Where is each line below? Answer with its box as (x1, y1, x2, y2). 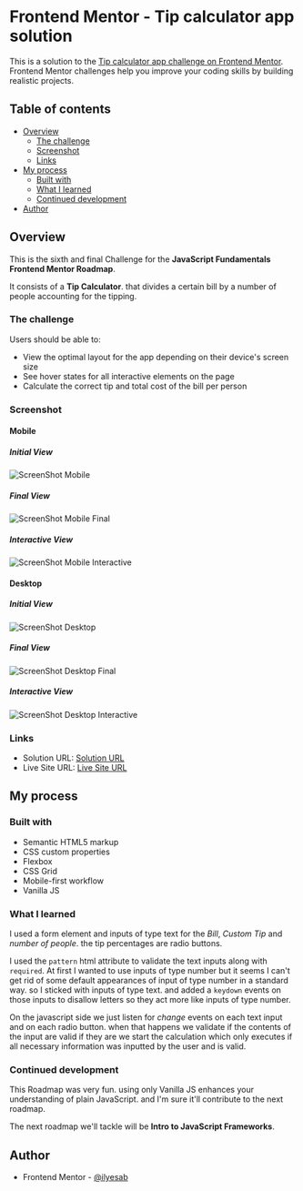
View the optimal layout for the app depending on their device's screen (22, 351, 289, 362)
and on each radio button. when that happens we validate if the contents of (9, 1022, 292, 1033)
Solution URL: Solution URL (22, 752, 125, 763)
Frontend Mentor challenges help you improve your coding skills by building (9, 66, 294, 76)
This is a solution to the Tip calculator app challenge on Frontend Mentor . (9, 56, 284, 66)
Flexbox (22, 855, 53, 866)
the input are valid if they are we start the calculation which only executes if (9, 1031, 293, 1043)
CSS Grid (22, 865, 57, 876)
